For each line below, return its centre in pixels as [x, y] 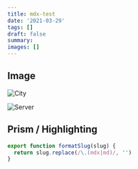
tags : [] [20, 27]
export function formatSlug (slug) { [62, 146]
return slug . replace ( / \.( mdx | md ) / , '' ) [73, 153]
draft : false [27, 34]
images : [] [23, 47]
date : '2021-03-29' [36, 21]
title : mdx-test [31, 14]
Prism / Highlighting [53, 129]
